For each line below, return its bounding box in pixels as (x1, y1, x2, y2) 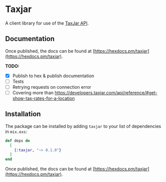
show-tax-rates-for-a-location (12, 95, 75, 101)
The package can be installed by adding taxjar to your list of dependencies (5, 123, 161, 129)
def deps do (5, 138, 30, 143)
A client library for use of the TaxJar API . (5, 20, 89, 26)
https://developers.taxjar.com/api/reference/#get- (54, 89, 157, 96)
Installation (5, 110, 41, 118)
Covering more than (12, 89, 54, 96)
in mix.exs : (5, 128, 27, 134)
